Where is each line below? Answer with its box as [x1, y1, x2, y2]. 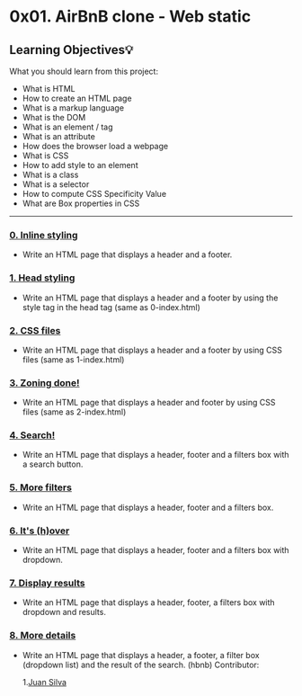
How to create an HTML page [22, 93, 132, 103]
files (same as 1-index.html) [22, 353, 125, 365]
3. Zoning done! [9, 376, 80, 388]
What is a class [22, 169, 79, 180]
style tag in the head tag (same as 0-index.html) [22, 301, 200, 312]
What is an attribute [22, 131, 96, 141]
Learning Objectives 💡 [9, 42, 134, 58]
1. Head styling [9, 272, 75, 284]
